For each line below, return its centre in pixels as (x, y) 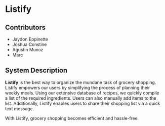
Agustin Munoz (28, 50)
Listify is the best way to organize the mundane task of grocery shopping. (81, 82)
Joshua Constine (29, 44)
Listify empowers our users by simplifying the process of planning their (78, 87)
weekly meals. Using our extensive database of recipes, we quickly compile (82, 93)
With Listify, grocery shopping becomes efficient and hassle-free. (72, 118)
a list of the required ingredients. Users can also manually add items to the (81, 98)
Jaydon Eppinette (30, 39)
